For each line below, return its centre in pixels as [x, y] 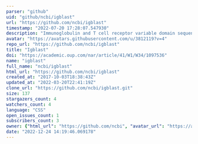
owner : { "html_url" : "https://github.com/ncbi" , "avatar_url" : [85, 126]
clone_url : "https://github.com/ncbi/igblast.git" [70, 88]
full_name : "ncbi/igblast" [39, 66]
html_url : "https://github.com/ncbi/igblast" [63, 72]
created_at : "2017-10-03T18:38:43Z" [51, 77]
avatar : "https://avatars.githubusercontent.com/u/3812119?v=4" [87, 39]
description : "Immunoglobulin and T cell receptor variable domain [91, 34]
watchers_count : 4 [29, 104]
